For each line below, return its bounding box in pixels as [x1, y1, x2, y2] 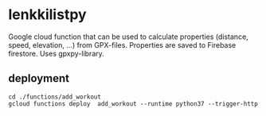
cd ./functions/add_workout [8, 93, 102, 101]
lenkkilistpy [8, 6, 87, 24]
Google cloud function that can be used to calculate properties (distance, [8, 32, 248, 41]
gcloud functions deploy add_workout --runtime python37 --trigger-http [8, 99, 259, 108]
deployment [8, 72, 70, 85]
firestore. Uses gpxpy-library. [8, 48, 105, 58]
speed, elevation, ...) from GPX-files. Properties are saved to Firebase [8, 40, 237, 49]
